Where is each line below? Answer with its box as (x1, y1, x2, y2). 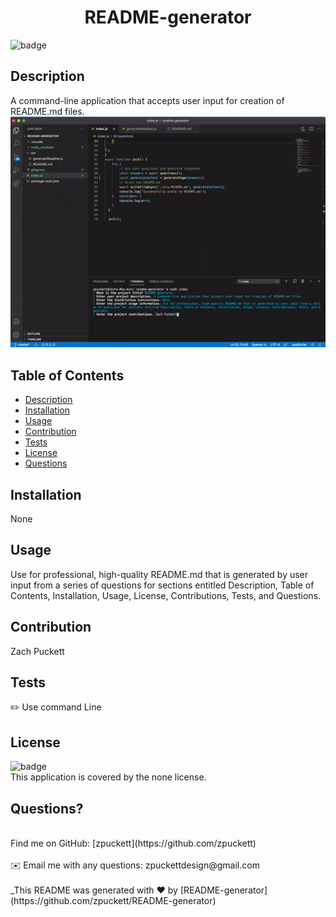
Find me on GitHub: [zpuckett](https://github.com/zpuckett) (10, 837, 257, 850)
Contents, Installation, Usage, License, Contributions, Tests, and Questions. (10, 589, 322, 601)
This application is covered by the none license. (10, 771, 207, 783)
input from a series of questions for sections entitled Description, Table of (10, 579, 315, 591)
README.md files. (10, 105, 85, 117)
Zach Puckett (10, 645, 65, 657)
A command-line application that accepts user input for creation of (10, 94, 285, 106)
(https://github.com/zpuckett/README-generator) (10, 895, 217, 907)
